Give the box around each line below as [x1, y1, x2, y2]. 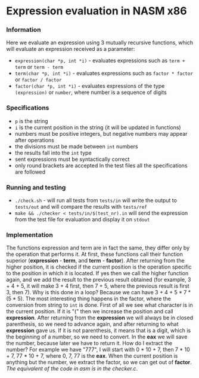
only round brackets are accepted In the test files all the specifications [14, 161, 188, 169]
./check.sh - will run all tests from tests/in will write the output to [14, 197, 178, 204]
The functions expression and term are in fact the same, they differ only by [6, 244, 190, 252]
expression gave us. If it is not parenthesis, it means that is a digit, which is [6, 327, 191, 334]
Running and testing [6, 183, 66, 191]
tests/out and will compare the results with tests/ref [14, 203, 148, 211]
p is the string [14, 117, 49, 124]
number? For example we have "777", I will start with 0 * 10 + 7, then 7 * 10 [6, 346, 190, 353]
